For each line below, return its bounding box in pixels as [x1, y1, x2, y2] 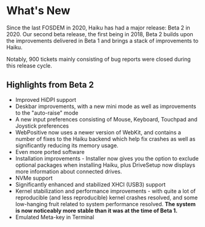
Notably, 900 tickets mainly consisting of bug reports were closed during [6, 55, 191, 63]
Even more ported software [15, 148, 85, 155]
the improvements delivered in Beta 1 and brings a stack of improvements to [6, 37, 199, 44]
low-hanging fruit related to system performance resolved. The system [15, 200, 196, 207]
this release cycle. [6, 62, 52, 69]
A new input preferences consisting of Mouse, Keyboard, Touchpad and [15, 115, 198, 123]
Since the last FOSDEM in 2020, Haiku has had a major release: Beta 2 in [6, 24, 190, 31]
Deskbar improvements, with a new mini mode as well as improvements [15, 102, 196, 110]
